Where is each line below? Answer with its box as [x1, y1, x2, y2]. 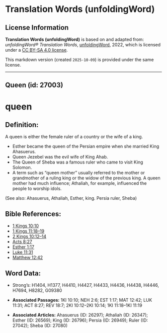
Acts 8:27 [12, 239, 32, 245]
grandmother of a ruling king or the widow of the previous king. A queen [12, 175, 161, 181]
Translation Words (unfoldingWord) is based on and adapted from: [5, 36, 144, 42]
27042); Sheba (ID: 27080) [12, 323, 68, 329]
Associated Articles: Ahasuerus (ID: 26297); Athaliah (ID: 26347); [12, 312, 148, 318]
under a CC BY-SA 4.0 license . [5, 47, 68, 53]
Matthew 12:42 [12, 254, 43, 260]
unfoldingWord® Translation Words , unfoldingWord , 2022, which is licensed [5, 42, 161, 48]
